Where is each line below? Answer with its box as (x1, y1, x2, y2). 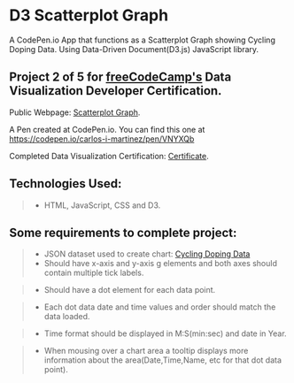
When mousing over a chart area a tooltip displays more (43, 346, 249, 356)
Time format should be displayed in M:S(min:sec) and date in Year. (43, 328, 287, 339)
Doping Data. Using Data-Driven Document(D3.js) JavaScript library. (9, 43, 259, 54)
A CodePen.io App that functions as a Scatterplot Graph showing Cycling (9, 34, 276, 45)
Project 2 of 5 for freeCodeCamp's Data (9, 70, 232, 85)
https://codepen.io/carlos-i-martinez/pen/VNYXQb (9, 134, 195, 144)
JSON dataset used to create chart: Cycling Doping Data (43, 249, 251, 259)
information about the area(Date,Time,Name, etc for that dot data (43, 355, 282, 365)
